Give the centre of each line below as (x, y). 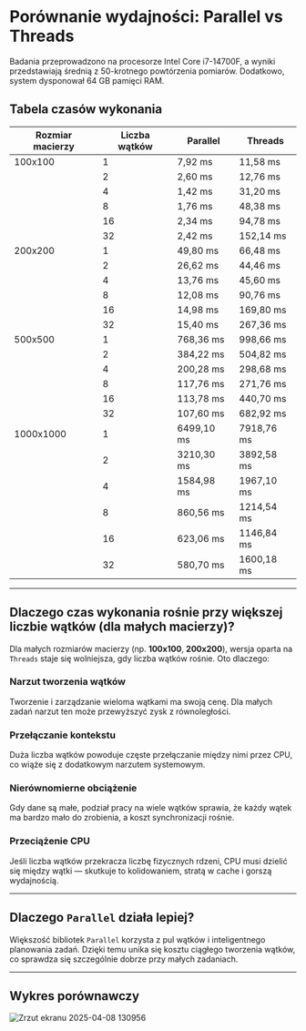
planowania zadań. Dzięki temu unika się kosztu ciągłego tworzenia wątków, (153, 949)
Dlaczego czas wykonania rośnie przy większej (146, 612)
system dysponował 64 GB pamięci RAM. (87, 80)
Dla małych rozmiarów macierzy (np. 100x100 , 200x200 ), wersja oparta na (151, 648)
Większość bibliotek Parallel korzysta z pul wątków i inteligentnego (138, 939)
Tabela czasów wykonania (86, 110)
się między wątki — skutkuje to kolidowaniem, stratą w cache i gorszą (141, 871)
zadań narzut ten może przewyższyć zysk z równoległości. (120, 711)
